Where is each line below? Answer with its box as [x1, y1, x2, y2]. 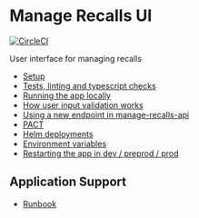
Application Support [9, 174, 127, 190]
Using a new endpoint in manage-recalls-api [22, 109, 189, 120]
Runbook [22, 198, 57, 209]
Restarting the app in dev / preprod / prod [22, 147, 179, 159]
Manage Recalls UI [9, 5, 153, 26]
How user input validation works [22, 99, 144, 110]
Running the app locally [22, 90, 112, 101]
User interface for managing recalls [9, 53, 143, 64]
